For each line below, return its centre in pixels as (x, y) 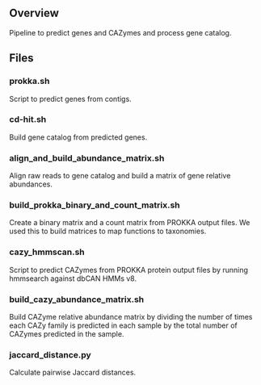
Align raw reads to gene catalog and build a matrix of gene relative (120, 176)
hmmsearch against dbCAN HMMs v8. (73, 278)
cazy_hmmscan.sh (47, 252)
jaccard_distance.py (50, 354)
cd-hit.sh (28, 119)
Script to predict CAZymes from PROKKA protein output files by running (129, 270)
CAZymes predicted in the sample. (67, 333)
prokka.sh (29, 82)
